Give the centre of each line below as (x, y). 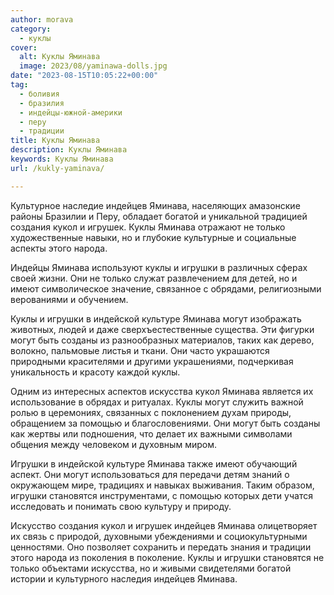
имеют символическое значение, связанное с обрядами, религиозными (166, 288)
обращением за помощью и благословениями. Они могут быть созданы (165, 423)
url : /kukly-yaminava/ (57, 168)
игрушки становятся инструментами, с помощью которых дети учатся (161, 495)
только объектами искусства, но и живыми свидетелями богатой (151, 568)
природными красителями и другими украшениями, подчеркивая (152, 361)
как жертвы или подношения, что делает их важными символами (151, 433)
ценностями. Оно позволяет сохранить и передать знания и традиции (161, 547)
